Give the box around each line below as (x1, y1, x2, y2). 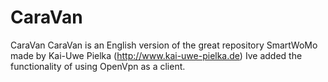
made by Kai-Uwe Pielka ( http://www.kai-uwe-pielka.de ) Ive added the (10, 49, 303, 61)
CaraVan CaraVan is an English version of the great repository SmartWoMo (10, 39, 318, 51)
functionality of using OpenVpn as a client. (10, 60, 186, 72)
